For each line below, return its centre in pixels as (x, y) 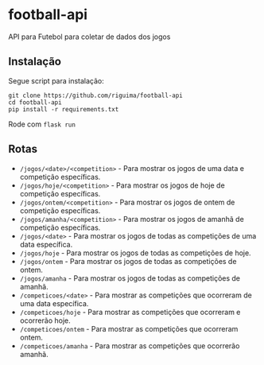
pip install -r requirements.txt (64, 109)
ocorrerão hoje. (45, 320)
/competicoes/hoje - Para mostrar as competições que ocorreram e (130, 312)
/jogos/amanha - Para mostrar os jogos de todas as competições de (130, 278)
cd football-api (35, 102)
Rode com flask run (42, 124)
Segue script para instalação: (56, 80)
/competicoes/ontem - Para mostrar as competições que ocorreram (129, 328)
